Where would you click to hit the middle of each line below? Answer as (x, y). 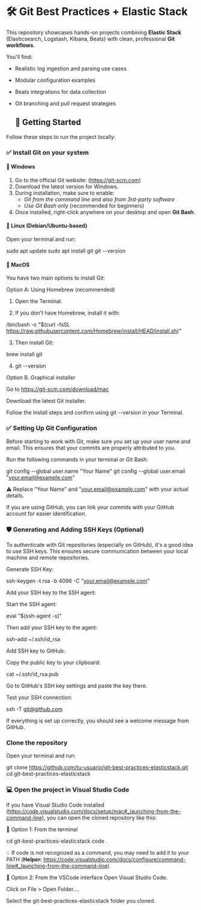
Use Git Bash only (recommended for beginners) (84, 206)
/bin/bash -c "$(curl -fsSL (38, 325)
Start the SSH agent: (31, 604)
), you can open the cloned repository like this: (99, 818)
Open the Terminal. (39, 301)
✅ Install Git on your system (47, 152)
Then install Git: (34, 343)
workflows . (20, 45)
